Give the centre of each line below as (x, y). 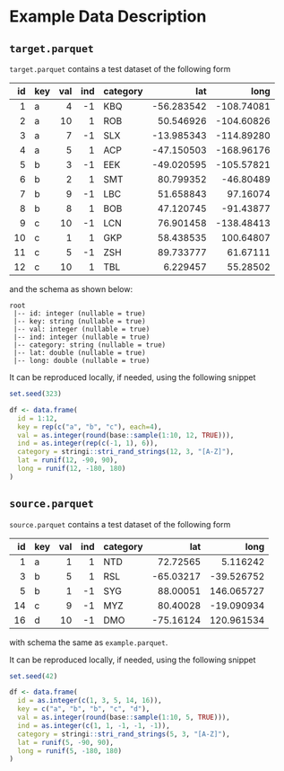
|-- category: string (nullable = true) (90, 345)
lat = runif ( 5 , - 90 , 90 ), (66, 742)
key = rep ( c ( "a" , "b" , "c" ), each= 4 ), (90, 427)
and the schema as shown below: (71, 289)
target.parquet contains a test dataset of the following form (120, 69)
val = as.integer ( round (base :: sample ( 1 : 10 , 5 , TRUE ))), (124, 718)
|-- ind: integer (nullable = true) (82, 337)
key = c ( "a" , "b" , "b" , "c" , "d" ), (84, 709)
